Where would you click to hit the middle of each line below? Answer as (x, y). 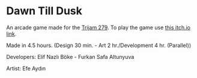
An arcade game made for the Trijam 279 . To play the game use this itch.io (98, 27)
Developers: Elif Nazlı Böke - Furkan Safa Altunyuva (70, 57)
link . (11, 33)
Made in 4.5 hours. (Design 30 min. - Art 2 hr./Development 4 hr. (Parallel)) (99, 45)
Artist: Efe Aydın (26, 68)
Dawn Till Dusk (44, 11)
